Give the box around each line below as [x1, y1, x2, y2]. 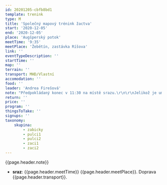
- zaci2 [23, 146, 39, 151]
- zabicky [23, 127, 43, 132]
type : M [5, 16, 21, 21]
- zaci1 [23, 141, 39, 146]
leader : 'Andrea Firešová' [5, 85, 61, 91]
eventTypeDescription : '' [5, 53, 59, 59]
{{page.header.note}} [5, 159, 49, 165]
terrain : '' [5, 67, 30, 72]
